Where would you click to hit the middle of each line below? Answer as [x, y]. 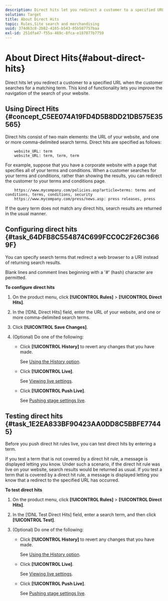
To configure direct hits [30, 287]
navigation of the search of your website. [47, 93]
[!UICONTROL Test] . [34, 520]
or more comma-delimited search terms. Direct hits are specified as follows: [83, 142]
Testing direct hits [34, 416]
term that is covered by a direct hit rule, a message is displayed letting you [82, 475]
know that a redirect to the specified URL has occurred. [62, 480]
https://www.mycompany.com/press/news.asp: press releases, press [85, 199]
